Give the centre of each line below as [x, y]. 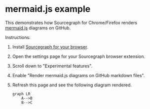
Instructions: [18, 37]
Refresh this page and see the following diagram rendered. [72, 85]
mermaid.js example [48, 9]
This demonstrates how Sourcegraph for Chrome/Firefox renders [71, 23]
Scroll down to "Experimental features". [52, 66]
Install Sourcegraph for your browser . [50, 47]
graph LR [21, 94]
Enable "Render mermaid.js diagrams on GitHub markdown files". [78, 75]
